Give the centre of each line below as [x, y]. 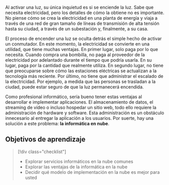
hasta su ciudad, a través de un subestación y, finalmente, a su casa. [77, 29]
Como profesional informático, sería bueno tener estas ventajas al [74, 97]
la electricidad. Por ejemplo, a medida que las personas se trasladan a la [80, 81]
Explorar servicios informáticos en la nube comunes [79, 161]
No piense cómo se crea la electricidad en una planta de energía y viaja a [81, 18]
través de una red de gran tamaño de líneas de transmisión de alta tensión [82, 23]
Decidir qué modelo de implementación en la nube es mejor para [92, 172]
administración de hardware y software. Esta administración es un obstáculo [85, 113]
